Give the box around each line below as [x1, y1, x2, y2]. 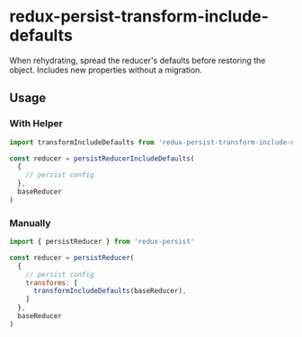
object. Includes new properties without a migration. [9, 65, 202, 75]
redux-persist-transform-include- [9, 6, 270, 27]
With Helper [9, 117, 63, 130]
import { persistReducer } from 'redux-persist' [9, 238, 195, 246]
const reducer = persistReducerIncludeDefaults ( [9, 154, 195, 163]
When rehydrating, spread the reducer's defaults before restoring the [9, 55, 266, 65]
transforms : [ [25, 278, 78, 288]
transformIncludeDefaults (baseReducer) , [32, 287, 187, 296]
